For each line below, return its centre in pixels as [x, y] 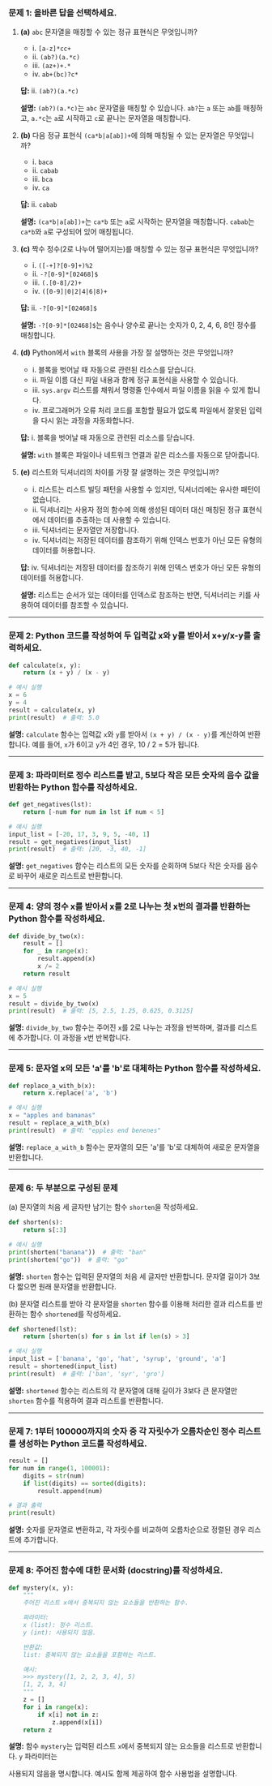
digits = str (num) [54, 1476]
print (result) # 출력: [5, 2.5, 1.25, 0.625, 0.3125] [101, 1011]
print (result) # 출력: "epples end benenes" [85, 1130]
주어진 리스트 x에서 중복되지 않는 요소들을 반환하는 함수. [106, 1603]
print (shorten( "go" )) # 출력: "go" [68, 1259]
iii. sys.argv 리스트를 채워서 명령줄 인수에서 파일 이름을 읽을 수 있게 [138, 390]
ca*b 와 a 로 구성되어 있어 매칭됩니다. [76, 232]
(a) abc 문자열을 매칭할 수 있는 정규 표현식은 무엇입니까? [109, 32]
